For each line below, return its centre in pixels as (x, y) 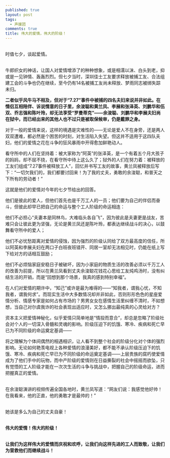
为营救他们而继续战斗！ (30, 450)
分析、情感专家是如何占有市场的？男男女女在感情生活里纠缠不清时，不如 (85, 301)
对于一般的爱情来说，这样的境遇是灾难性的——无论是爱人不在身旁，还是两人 (85, 130)
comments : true (21, 29)
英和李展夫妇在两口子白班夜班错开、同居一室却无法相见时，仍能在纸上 (87, 247)
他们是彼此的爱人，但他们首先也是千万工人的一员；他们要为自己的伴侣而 (80, 200)
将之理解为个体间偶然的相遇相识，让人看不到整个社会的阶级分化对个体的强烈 (85, 341)
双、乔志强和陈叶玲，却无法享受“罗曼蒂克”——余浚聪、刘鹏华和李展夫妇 (81, 113)
